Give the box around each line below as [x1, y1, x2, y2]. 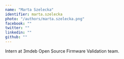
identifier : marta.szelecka [5, 12, 63, 17]
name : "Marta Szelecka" [5, 7, 54, 12]
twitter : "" [5, 26, 30, 30]
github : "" [5, 35, 28, 40]
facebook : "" [5, 21, 32, 26]
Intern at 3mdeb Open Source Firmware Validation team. [5, 48, 120, 54]
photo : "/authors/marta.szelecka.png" [5, 16, 85, 21]
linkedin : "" [5, 30, 32, 35]
